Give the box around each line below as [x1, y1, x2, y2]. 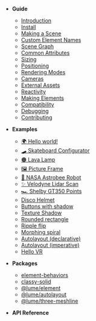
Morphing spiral [21, 229, 61, 236]
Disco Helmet [21, 196, 55, 203]
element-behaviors [21, 272, 68, 278]
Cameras [21, 75, 44, 82]
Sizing [21, 56, 37, 63]
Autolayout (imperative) [21, 241, 80, 249]
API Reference [11, 309, 50, 316]
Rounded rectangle [21, 216, 69, 223]
